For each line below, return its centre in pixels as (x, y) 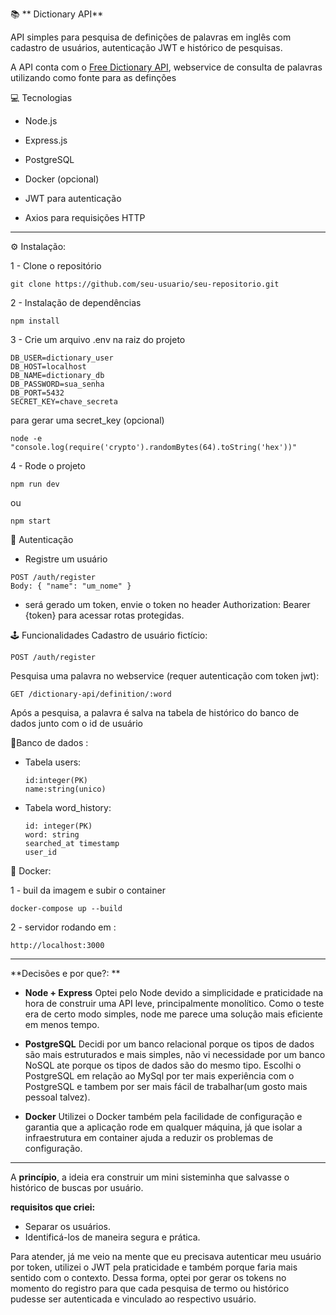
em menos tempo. (62, 1024)
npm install (35, 321)
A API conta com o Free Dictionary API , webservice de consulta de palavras (166, 67)
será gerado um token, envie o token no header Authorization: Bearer (167, 604)
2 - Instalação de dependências (76, 302)
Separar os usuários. (67, 1226)
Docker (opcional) (62, 179)
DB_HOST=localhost (48, 367)
